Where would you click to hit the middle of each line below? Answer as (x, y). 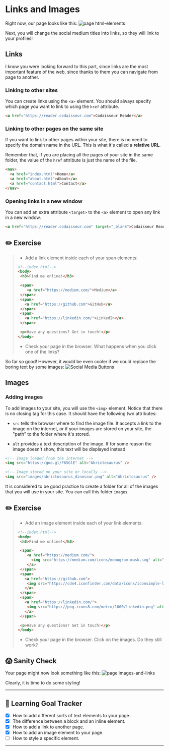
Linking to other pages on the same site (54, 129)
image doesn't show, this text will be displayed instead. (69, 449)
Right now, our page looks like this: (41, 23)
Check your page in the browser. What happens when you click (91, 346)
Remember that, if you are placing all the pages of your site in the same (79, 155)
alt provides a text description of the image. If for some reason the (82, 444)
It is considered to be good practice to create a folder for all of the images (82, 486)
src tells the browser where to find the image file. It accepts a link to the (87, 423)
